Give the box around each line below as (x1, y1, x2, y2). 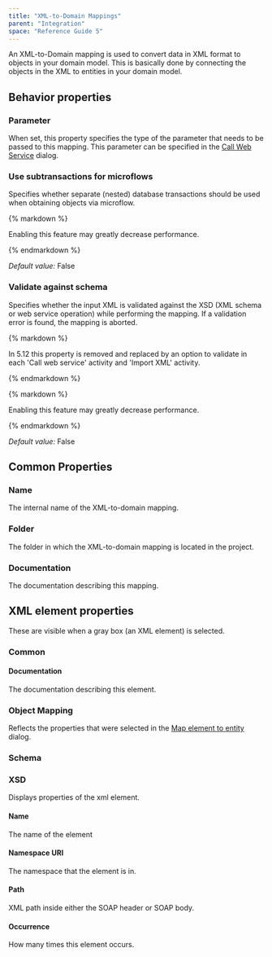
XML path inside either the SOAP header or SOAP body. (8, 903, 195, 912)
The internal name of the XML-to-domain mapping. (8, 503, 179, 513)
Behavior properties (8, 90, 112, 104)
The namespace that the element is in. (8, 866, 136, 876)
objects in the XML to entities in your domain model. (8, 67, 183, 77)
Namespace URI (8, 848, 64, 858)
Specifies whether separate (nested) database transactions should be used (8, 189, 261, 200)
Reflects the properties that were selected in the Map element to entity (8, 723, 245, 733)
